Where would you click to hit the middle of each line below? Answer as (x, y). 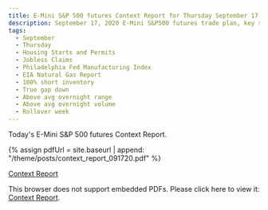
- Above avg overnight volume (65, 104)
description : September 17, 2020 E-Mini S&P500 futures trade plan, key (132, 23)
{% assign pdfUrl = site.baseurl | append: (77, 150)
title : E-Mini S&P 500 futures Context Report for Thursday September (128, 16)
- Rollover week (42, 112)
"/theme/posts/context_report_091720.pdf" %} (85, 158)
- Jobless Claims (44, 60)
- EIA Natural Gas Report (59, 75)
